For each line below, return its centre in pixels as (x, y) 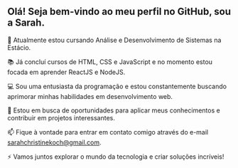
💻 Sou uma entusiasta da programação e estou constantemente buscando (117, 86)
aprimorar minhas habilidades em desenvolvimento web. (90, 96)
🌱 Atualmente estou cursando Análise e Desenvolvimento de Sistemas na (114, 40)
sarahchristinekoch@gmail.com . (54, 142)
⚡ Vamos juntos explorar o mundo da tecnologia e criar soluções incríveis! (116, 157)
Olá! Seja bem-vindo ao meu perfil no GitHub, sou (119, 12)
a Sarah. (26, 23)
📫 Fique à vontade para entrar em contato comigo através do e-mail (108, 132)
